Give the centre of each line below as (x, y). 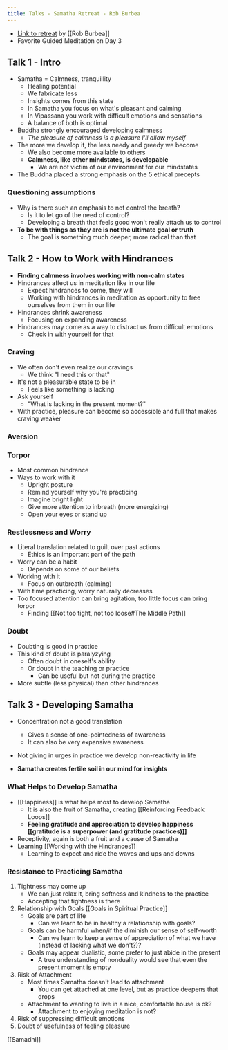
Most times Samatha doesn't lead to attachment (96, 982)
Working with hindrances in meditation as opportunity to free (114, 297)
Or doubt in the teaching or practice (78, 668)
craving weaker (39, 418)
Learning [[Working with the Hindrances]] (76, 846)
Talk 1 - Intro (34, 63)
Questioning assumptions (51, 192)
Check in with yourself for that (70, 334)
